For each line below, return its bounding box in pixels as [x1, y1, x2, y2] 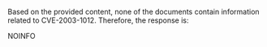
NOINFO [7, 32, 36, 41]
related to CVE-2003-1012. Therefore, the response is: [7, 15, 189, 25]
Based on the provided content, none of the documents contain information [7, 7, 261, 16]
